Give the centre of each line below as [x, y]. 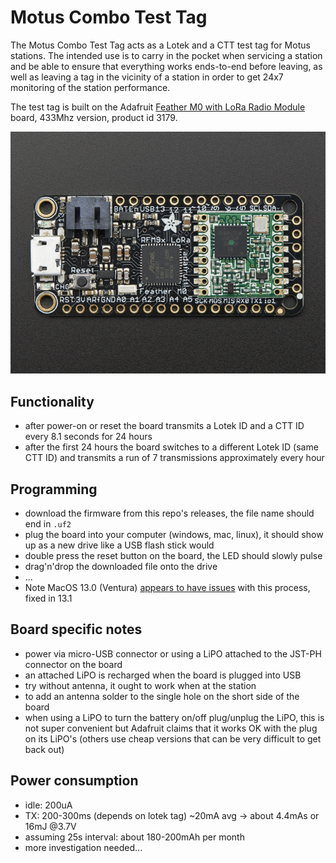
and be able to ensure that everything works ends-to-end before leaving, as [166, 66]
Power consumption [74, 781]
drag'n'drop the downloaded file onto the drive [121, 566]
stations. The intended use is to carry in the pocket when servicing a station [166, 55]
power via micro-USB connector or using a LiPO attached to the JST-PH [173, 653]
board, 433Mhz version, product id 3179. [94, 117]
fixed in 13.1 [48, 598]
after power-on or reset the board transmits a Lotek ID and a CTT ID [164, 426]
